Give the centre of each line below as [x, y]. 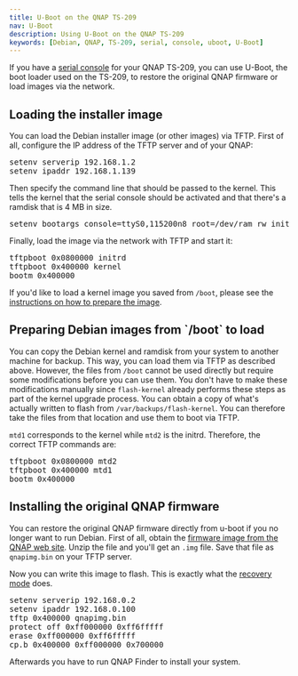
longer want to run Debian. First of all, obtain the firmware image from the [144, 537]
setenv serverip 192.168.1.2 [72, 162]
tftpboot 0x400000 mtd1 [61, 470]
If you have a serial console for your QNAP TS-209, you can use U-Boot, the [149, 68]
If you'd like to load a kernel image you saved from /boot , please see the [141, 293]
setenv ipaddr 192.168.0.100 [72, 609]
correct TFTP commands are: [63, 444]
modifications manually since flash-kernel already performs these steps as [148, 389]
